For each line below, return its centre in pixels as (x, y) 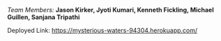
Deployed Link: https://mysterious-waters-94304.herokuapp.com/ (102, 30)
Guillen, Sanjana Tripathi (44, 17)
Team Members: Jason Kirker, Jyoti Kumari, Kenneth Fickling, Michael (110, 10)
